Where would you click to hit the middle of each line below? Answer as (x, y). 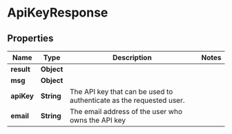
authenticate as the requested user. (127, 100)
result (21, 69)
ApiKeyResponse (58, 13)
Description (132, 58)
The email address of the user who (126, 112)
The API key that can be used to (122, 92)
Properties (30, 38)
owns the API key (98, 120)
